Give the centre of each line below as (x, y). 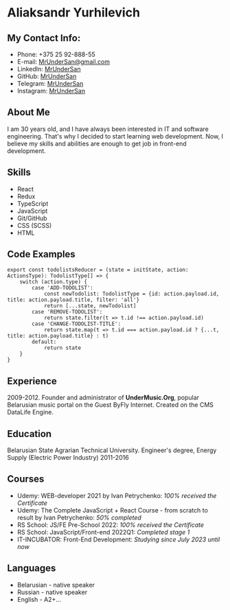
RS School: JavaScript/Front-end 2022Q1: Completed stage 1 (103, 532)
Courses (26, 479)
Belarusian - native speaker (56, 585)
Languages (32, 568)
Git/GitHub (32, 218)
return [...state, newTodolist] (90, 306)
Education (30, 434)
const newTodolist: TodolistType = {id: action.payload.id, (131, 294)
